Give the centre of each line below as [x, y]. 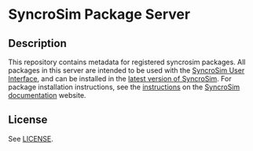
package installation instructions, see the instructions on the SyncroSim [124, 87]
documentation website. [47, 95]
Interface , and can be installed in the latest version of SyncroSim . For [120, 79]
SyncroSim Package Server [99, 14]
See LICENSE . [31, 138]
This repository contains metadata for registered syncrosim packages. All [127, 62]
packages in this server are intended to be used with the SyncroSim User [126, 70]
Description [37, 43]
